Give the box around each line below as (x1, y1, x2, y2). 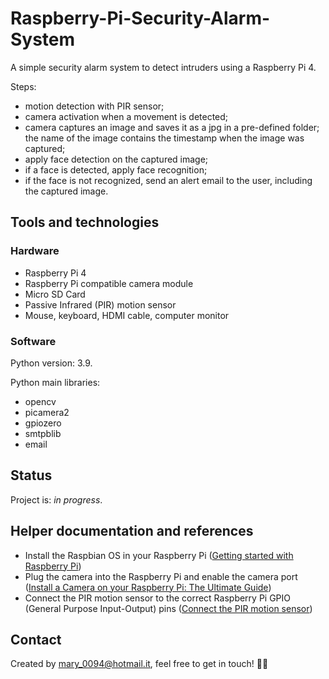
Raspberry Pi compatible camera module (24, 277, 194, 289)
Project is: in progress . (10, 493, 103, 506)
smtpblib (24, 427, 62, 439)
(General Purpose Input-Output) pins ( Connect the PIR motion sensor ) (24, 602, 313, 614)
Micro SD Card (24, 288, 86, 300)
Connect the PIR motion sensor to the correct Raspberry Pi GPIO (24, 592, 292, 604)
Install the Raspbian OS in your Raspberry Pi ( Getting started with (24, 549, 294, 561)
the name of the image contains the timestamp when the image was (24, 132, 305, 144)
